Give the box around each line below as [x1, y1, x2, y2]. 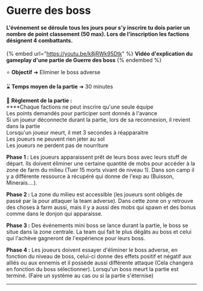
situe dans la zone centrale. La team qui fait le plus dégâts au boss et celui [6, 228, 192, 235]
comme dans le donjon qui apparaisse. [6, 210, 103, 217]
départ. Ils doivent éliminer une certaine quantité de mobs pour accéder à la [6, 160, 195, 167]
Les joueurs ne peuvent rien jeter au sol [6, 135, 105, 142]
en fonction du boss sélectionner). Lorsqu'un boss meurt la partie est [6, 266, 179, 273]
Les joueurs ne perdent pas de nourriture [6, 142, 109, 149]
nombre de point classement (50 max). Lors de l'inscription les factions [6, 30, 189, 37]
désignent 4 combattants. [6, 37, 73, 44]
